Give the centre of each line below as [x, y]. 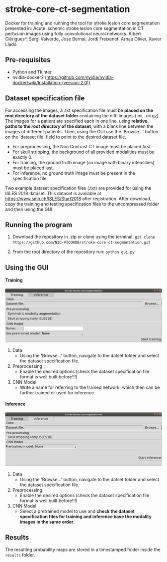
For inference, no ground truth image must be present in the [74, 173]
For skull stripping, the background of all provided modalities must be [83, 152]
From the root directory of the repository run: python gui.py [74, 252]
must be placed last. [33, 168]
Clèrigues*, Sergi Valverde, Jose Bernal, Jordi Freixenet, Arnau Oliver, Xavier [83, 39]
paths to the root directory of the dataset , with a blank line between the [79, 126]
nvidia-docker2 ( [29, 77]
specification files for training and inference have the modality [85, 516]
